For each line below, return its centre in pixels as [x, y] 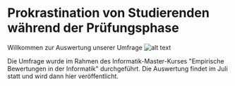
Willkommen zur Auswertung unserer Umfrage [75, 47]
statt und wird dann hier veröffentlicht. [63, 76]
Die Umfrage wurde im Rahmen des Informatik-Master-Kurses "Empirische [116, 61]
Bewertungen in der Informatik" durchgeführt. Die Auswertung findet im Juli [117, 68]
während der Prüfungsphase [93, 28]
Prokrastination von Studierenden [108, 13]
